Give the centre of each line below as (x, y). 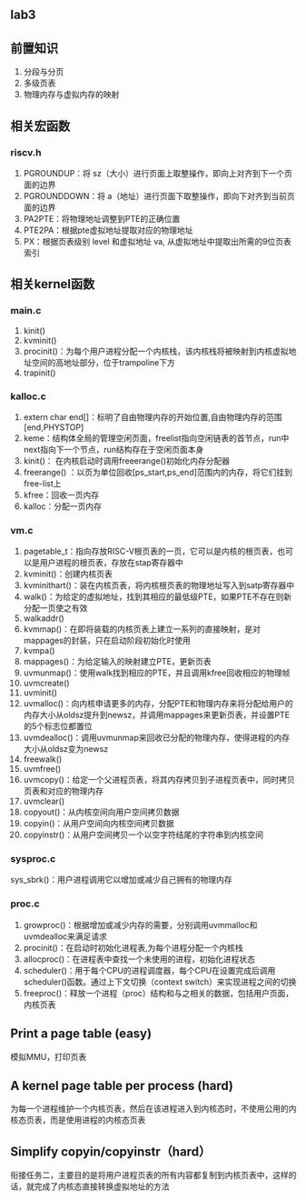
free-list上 (42, 483)
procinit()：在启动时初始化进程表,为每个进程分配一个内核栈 (133, 947)
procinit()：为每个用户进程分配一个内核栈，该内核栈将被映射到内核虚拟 (156, 351)
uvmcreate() (47, 683)
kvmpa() (39, 651)
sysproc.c (33, 859)
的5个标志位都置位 (58, 726)
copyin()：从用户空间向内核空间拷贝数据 (99, 824)
